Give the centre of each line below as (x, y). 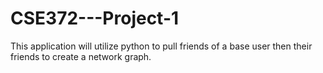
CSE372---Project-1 (95, 18)
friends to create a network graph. (81, 56)
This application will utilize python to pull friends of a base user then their (161, 46)
